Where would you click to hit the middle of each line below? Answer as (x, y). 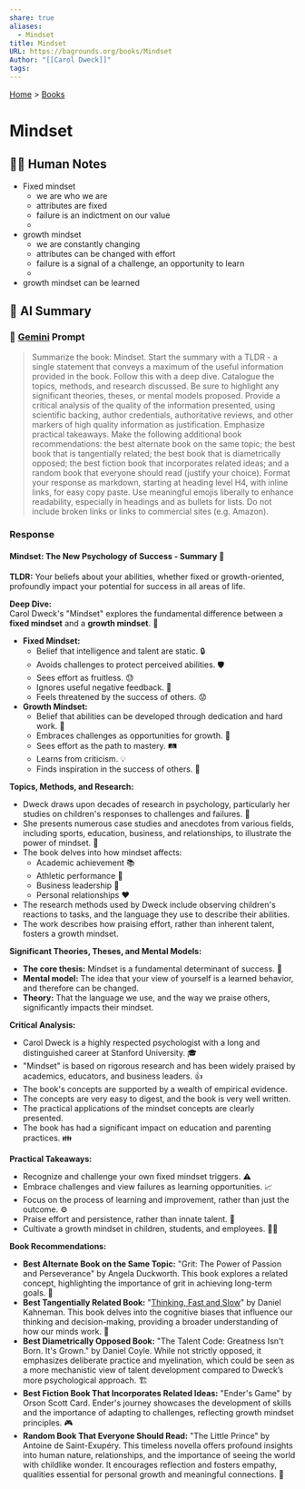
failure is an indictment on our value (103, 215)
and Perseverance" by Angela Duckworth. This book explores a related (155, 1273)
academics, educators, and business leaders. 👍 (113, 1076)
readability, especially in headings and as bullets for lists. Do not (152, 501)
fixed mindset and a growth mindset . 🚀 (84, 623)
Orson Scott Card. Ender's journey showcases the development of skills (157, 1403)
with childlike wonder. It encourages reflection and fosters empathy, (149, 1464)
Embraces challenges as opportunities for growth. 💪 (133, 735)
